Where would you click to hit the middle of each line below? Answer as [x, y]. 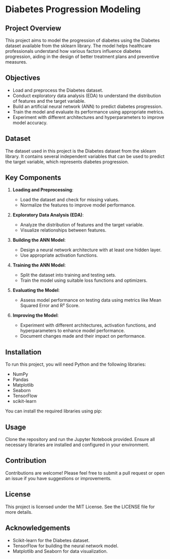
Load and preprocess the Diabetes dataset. [58, 90]
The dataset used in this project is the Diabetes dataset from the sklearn [81, 151]
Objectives [23, 78]
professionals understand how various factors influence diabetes [73, 51]
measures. [16, 62]
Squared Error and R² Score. [50, 306]
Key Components [33, 178]
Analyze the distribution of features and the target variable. [82, 225]
